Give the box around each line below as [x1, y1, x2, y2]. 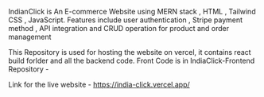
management [8, 32, 52, 41]
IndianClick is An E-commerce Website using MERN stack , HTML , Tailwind [8, 7, 256, 16]
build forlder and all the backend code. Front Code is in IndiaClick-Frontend [8, 56, 255, 65]
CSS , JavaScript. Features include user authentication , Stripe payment [8, 15, 243, 25]
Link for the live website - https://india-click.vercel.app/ [8, 80, 191, 89]
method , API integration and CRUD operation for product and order [8, 24, 230, 33]
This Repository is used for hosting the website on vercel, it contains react [8, 48, 252, 56]
